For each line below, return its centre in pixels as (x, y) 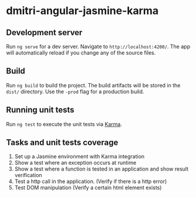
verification (28, 175)
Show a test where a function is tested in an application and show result (102, 169)
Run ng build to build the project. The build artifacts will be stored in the (93, 85)
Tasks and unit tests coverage (62, 143)
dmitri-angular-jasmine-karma (82, 11)
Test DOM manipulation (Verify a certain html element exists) (88, 188)
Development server (44, 33)
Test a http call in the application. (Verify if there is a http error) (91, 181)
